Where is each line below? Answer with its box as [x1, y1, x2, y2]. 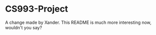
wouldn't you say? [5, 24, 42, 30]
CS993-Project [5, 3, 68, 15]
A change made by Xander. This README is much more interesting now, [5, 19, 152, 25]
